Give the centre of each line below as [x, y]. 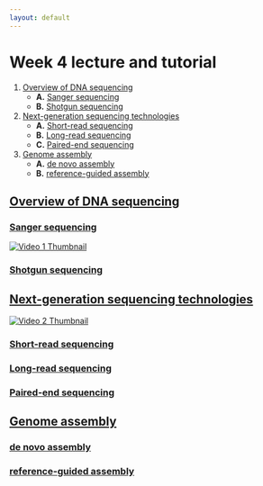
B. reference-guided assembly [93, 173]
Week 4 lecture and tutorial [113, 62]
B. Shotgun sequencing [79, 106]
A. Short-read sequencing [84, 125]
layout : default [40, 18]
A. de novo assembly [75, 164]
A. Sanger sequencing [77, 96]
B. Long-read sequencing [83, 135]
